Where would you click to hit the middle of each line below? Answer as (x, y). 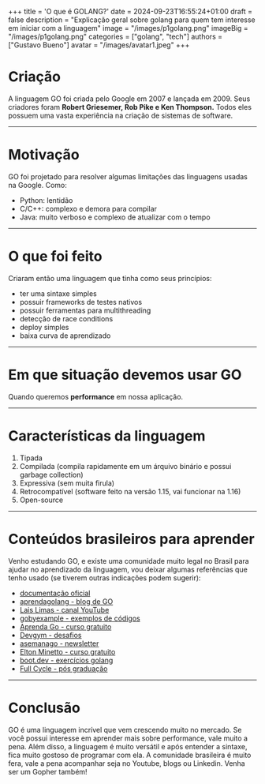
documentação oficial (55, 593)
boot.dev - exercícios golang (66, 660)
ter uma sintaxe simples (58, 293)
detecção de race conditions (66, 318)
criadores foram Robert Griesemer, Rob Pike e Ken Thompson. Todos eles (130, 107)
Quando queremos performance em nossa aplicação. (96, 396)
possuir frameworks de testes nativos (81, 302)
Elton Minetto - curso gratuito (67, 651)
